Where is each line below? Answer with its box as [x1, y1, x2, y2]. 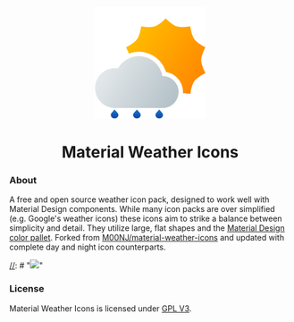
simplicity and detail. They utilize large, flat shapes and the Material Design [9, 223, 285, 233]
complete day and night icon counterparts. [9, 241, 166, 252]
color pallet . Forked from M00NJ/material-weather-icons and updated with [9, 233, 284, 243]
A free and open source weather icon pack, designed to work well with [9, 194, 270, 205]
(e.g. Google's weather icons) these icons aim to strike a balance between [9, 213, 283, 225]
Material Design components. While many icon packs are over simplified [9, 204, 275, 215]
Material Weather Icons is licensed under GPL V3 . [9, 302, 192, 314]
